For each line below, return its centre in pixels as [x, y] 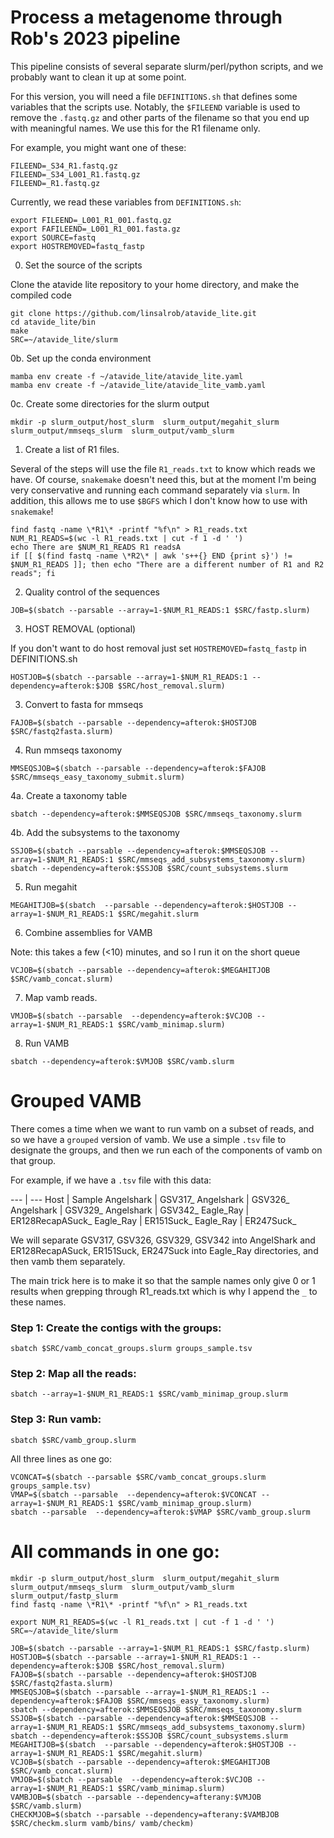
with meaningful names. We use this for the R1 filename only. [135, 128]
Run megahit [51, 887]
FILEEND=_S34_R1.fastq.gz [64, 166]
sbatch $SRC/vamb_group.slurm [73, 1440]
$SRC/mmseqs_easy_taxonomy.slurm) [198, 1701]
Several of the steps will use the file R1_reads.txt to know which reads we [163, 468]
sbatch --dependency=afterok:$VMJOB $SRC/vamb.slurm [122, 1061]
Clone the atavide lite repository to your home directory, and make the [155, 284]
